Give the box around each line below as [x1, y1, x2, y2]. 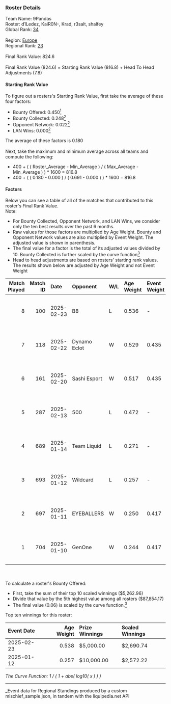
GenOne [72, 544, 92, 551]
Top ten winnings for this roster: [5, 612, 72, 618]
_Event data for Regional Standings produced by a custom [5, 687, 127, 694]
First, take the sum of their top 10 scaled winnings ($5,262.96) [12, 590, 144, 596]
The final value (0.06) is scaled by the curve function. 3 [12, 601, 127, 608]
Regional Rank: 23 [5, 43, 43, 49]
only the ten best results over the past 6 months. [12, 224, 115, 230]
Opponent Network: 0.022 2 [12, 120, 70, 127]
